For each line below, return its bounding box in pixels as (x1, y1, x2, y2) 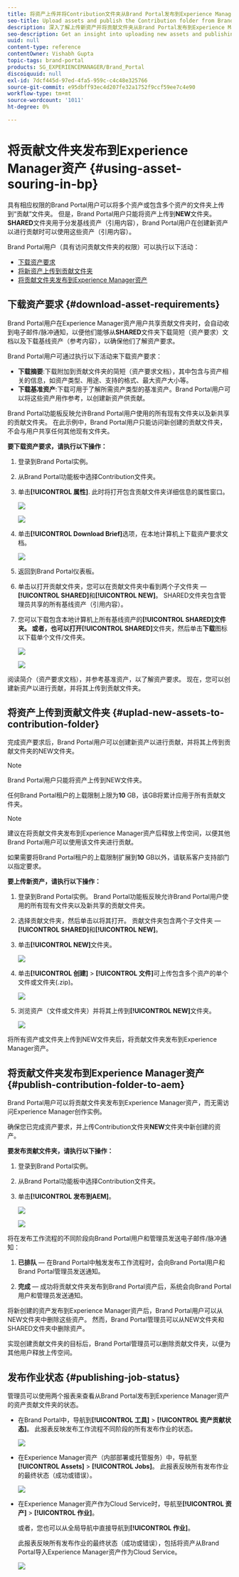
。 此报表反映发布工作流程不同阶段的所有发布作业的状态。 (26, 1425, 197, 1434)
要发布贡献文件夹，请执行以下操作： (7, 1147, 114, 1155)
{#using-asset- (89, 161, 182, 177)
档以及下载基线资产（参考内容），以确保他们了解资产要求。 (7, 336, 179, 345)
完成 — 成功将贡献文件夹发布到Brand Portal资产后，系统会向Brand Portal (17, 1282, 232, 1291)
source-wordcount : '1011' (7, 97, 84, 104)
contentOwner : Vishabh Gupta (7, 51, 94, 58)
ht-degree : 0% (7, 104, 50, 111)
